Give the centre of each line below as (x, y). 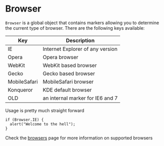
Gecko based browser (69, 74)
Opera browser (61, 57)
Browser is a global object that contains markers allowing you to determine (82, 23)
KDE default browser (67, 90)
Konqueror (20, 90)
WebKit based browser (70, 65)
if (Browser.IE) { (24, 120)
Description (80, 40)
